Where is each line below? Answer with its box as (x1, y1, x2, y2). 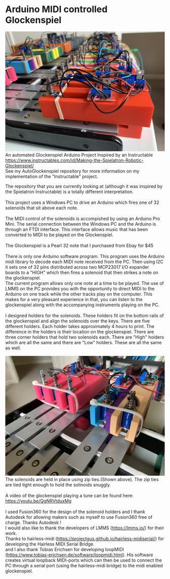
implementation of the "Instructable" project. (5, 173, 99, 179)
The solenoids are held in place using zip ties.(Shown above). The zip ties (5, 476, 159, 482)
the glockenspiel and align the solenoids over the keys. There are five (5, 318, 150, 324)
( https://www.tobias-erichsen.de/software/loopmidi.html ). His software (5, 552, 153, 558)
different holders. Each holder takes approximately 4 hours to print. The (5, 323, 154, 329)
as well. (5, 345, 21, 351)
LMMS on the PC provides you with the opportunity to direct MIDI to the (5, 285, 155, 292)
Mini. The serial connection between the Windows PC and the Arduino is (5, 221, 156, 227)
